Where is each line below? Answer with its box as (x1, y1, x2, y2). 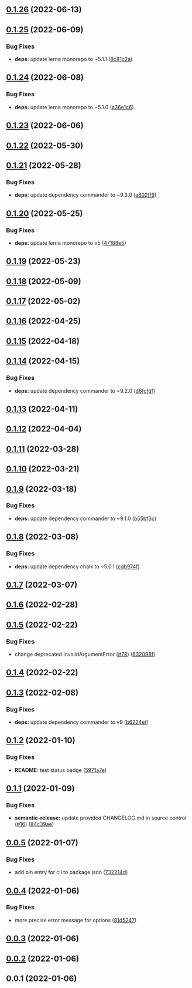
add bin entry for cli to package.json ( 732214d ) (14, 869, 128, 876)
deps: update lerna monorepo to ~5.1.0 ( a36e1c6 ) (14, 103, 135, 110)
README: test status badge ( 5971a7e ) (14, 766, 107, 774)
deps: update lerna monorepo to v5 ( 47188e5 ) (14, 239, 127, 246)
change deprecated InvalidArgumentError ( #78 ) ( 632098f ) (14, 650, 156, 657)
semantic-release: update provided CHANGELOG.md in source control (14, 814, 187, 821)
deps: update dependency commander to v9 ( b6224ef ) (14, 719, 149, 726)
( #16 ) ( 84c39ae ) (14, 821, 54, 828)
